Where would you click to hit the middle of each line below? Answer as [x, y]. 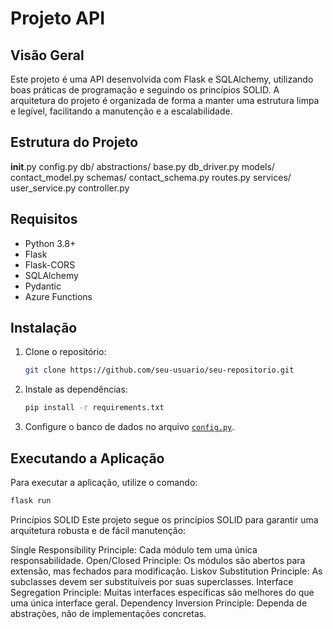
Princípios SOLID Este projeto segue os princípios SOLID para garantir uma [164, 519]
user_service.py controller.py [70, 188]
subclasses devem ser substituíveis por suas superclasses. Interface [152, 581]
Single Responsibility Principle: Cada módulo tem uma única [134, 549]
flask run [31, 501]
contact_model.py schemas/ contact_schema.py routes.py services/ [151, 177]
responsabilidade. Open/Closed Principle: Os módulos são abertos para [158, 560]
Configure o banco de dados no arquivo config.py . [129, 427]
